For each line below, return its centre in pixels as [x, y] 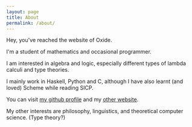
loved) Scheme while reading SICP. [50, 88]
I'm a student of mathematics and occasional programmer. [79, 52]
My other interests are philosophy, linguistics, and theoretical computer [95, 111]
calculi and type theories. [38, 70]
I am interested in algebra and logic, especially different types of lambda [96, 63]
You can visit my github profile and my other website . [72, 99]
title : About [23, 17]
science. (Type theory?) [36, 117]
